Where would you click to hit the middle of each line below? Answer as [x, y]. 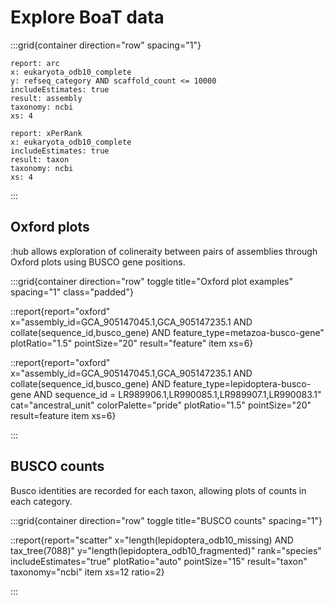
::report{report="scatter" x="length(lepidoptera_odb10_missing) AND [152, 540]
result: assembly [46, 98]
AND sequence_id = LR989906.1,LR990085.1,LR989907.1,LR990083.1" [177, 394]
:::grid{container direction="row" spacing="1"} [106, 45]
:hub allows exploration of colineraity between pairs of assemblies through [164, 251]
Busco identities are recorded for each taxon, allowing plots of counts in [158, 490]
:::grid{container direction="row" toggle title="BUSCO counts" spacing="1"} [166, 520]
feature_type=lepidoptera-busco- [242, 383]
